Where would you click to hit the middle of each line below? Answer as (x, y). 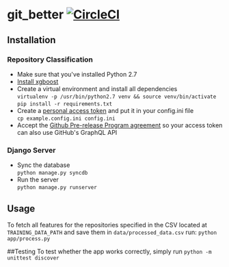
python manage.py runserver (57, 188)
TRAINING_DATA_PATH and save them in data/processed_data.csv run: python (112, 232)
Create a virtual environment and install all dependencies (97, 88)
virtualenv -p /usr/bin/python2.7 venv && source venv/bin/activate (117, 97)
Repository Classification (50, 60)
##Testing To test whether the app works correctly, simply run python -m (109, 251)
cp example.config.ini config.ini (66, 118)
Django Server (31, 150)
